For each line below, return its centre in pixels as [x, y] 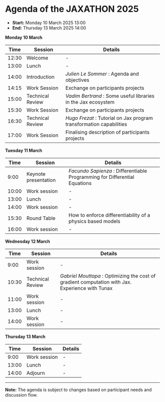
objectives [77, 80]
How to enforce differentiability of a [110, 215]
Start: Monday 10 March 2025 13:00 [49, 23]
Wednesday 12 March [28, 241]
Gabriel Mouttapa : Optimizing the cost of [108, 276]
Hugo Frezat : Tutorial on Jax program [109, 118]
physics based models [94, 221]
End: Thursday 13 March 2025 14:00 [49, 28]
